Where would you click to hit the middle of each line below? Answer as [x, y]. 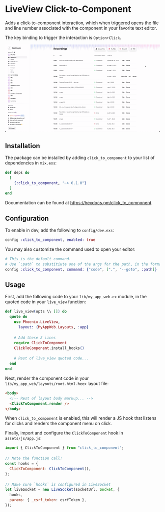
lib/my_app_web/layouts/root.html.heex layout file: [57, 383]
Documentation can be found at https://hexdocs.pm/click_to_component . [79, 203]
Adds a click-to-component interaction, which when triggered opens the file [82, 23]
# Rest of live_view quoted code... [52, 358]
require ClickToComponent [41, 343]
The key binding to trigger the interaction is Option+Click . [63, 38]
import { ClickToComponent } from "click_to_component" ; [65, 448]
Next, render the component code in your [47, 378]
